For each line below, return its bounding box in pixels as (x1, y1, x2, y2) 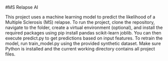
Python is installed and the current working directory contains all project (5, 46, 155, 51)
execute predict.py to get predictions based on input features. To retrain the (5, 35, 163, 41)
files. (5, 51, 16, 57)
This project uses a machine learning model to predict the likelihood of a (5, 14, 155, 19)
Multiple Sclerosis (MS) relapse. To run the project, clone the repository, (5, 19, 155, 25)
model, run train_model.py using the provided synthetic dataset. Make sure (5, 40, 161, 46)
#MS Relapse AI (5, 4, 39, 10)
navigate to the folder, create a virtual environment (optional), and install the (5, 24, 163, 30)
